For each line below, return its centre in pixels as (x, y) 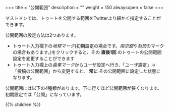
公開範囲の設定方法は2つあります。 (42, 35)
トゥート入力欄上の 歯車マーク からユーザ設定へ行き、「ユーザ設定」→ (84, 65)
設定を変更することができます (43, 59)
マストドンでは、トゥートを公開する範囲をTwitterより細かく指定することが (83, 18)
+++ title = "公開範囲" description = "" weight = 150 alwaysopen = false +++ (84, 7)
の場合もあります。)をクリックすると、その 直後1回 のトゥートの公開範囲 (87, 52)
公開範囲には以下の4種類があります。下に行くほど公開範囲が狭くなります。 (84, 88)
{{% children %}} (23, 104)
